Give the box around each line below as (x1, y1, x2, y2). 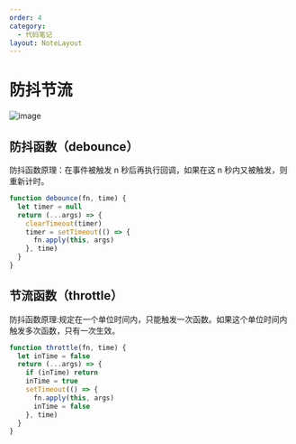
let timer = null (17, 202, 83, 211)
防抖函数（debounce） (9, 139, 139, 154)
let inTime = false (17, 351, 91, 361)
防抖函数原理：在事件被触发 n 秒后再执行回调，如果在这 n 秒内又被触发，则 (9, 164, 288, 175)
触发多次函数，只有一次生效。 (9, 325, 120, 336)
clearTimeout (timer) (25, 218, 103, 228)
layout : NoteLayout (9, 38, 83, 48)
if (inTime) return (25, 368, 99, 377)
